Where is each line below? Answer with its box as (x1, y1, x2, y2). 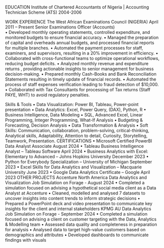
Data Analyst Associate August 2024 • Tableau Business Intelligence (5, 143, 144, 149)
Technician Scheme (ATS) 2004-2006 (5, 9, 82, 15)
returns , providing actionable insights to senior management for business (5, 66, 154, 72)
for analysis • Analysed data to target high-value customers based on (5, 227, 146, 232)
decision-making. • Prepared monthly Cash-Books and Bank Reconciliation (5, 71, 157, 77)
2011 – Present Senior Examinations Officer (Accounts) (5, 24, 115, 30)
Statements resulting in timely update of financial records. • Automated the (5, 76, 157, 82)
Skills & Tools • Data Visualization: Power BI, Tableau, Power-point (5, 102, 139, 107)
